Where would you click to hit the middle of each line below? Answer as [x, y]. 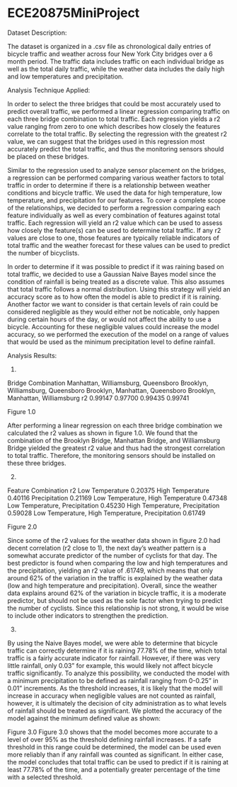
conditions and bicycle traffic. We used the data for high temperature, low [115, 193]
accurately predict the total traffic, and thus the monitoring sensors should [116, 149]
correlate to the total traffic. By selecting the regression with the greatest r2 [117, 134]
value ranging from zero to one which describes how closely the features [114, 126]
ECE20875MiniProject [74, 13]
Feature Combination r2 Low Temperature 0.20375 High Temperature [109, 490]
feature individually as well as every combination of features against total [114, 215]
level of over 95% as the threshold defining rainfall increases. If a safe [109, 739]
